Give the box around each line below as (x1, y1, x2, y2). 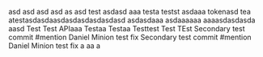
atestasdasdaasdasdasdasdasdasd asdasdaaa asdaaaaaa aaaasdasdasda (8, 15, 256, 25)
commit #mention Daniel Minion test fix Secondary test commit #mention (8, 32, 252, 42)
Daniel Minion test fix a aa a (8, 41, 101, 51)
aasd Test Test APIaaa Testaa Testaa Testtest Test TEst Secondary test (8, 24, 245, 33)
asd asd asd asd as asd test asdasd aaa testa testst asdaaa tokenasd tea (8, 7, 251, 16)
